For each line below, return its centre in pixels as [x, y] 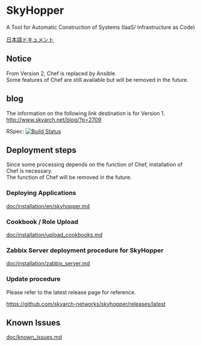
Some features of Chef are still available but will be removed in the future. [97, 79]
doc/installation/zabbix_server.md [48, 264]
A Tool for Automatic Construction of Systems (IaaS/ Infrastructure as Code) [101, 27]
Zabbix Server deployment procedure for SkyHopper [85, 250]
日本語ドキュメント [30, 39]
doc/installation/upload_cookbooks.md [54, 235]
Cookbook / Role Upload [42, 221]
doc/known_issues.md [34, 337]
